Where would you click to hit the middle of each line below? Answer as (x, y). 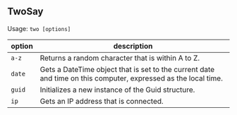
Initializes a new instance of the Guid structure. (117, 90)
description (133, 46)
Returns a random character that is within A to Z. (120, 58)
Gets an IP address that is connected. (102, 101)
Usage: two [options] (39, 28)
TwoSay (25, 12)
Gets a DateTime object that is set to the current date (127, 69)
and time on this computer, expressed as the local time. (132, 78)
